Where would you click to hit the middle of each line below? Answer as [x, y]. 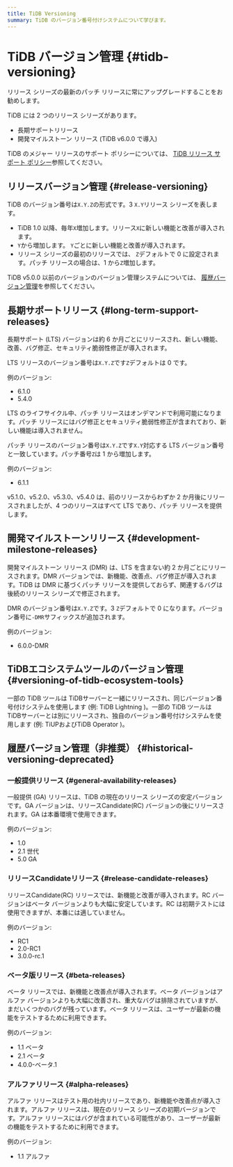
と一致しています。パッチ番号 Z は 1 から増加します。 [81, 454]
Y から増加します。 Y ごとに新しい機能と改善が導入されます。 [103, 246]
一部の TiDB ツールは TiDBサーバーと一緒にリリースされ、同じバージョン [112, 698]
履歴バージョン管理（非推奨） [71, 748]
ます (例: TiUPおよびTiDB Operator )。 [74, 724]
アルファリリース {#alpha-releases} [68, 1084]
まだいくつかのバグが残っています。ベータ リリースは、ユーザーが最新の [111, 1008]
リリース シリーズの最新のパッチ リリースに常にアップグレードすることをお [115, 92]
